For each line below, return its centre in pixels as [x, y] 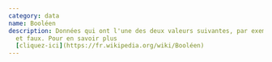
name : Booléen [32, 23]
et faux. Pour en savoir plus [66, 38]
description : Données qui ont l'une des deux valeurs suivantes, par [128, 31]
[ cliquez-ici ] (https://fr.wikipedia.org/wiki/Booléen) [110, 46]
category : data [34, 16]
